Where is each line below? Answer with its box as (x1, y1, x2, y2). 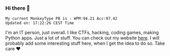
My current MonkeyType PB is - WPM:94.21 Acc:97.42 (5, 16, 117, 21)
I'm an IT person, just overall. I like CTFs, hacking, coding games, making (5, 30, 159, 36)
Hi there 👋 (5, 5, 31, 12)
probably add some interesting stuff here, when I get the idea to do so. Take (5, 40, 165, 46)
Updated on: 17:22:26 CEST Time (5, 20, 74, 26)
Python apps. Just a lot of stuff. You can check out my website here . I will (5, 35, 160, 41)
